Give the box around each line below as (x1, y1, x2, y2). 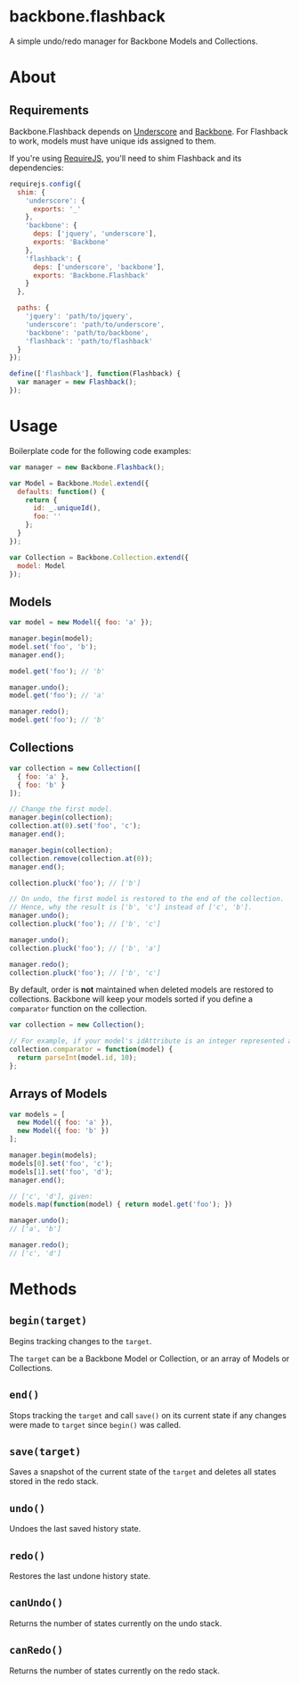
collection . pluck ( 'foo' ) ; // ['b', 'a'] (9, 944, 162, 953)
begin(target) (9, 1314, 87, 1327)
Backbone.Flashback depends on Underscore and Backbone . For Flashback (9, 126, 288, 136)
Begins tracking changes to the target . (9, 1335, 152, 1346)
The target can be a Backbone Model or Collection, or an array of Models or (9, 1353, 290, 1364)
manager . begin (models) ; (9, 1151, 98, 1161)
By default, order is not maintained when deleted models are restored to (9, 984, 274, 995)
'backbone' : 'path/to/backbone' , (25, 328, 149, 337)
